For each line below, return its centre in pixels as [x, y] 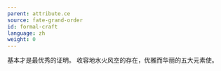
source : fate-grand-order [45, 20]
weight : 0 [22, 40]
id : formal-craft [33, 26]
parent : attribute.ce [39, 14]
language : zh [26, 33]
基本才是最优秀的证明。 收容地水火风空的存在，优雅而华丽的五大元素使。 [113, 61]
